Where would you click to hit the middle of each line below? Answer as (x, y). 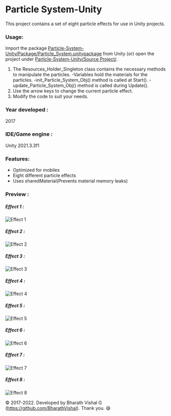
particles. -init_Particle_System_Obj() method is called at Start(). (80, 80)
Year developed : (27, 110)
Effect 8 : (15, 379)
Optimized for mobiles (36, 170)
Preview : (17, 194)
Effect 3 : (15, 256)
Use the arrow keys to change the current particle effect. (73, 91)
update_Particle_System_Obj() (44, 85)
